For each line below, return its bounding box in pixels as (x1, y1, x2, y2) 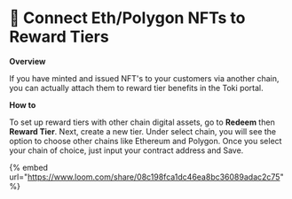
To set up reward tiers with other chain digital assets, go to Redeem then (9, 117, 275, 127)
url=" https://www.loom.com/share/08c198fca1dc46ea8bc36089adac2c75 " (9, 172, 284, 182)
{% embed (9, 162, 49, 172)
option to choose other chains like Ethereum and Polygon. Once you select (9, 135, 282, 146)
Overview (9, 56, 46, 66)
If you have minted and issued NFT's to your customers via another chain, (9, 73, 280, 83)
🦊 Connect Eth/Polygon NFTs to (9, 8, 246, 28)
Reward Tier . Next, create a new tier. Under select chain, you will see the (9, 126, 277, 136)
